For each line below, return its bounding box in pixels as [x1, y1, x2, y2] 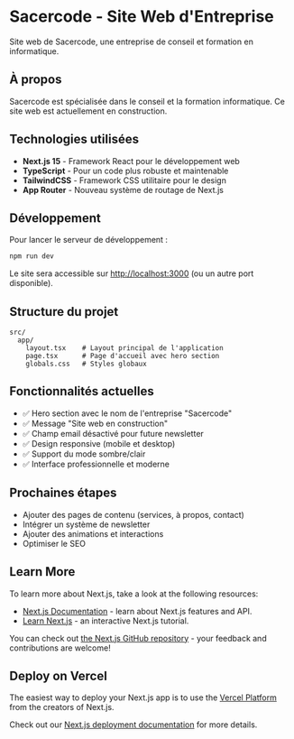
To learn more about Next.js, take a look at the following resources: [9, 588, 259, 599]
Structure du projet [9, 304, 119, 319]
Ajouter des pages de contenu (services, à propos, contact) [22, 509, 245, 520]
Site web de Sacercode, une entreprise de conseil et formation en [9, 36, 254, 47]
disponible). [9, 278, 54, 289]
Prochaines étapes [9, 485, 117, 501]
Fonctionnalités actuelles [9, 383, 155, 399]
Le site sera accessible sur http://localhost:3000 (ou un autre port [9, 268, 254, 279]
